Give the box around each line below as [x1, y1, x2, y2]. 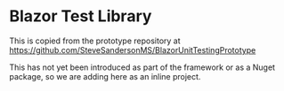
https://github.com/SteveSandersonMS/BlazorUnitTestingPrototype [9, 44, 256, 55]
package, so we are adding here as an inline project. [9, 71, 201, 81]
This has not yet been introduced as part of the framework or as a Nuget [9, 62, 276, 72]
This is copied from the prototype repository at [9, 35, 181, 46]
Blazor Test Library [9, 6, 152, 27]
